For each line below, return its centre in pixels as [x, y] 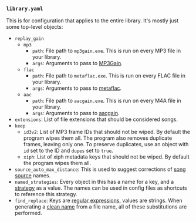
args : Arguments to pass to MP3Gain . [77, 63]
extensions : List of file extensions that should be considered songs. [96, 119]
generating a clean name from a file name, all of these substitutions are [101, 207]
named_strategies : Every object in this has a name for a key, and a [94, 182]
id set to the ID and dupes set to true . [68, 151]
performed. [28, 213]
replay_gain [29, 39]
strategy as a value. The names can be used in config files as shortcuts [101, 188]
